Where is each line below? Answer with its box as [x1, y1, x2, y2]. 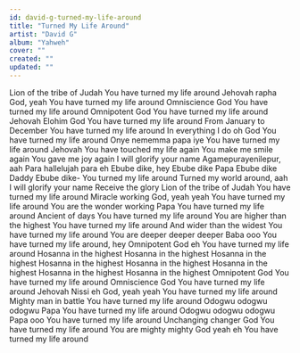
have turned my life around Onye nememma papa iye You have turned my [9, 135, 280, 145]
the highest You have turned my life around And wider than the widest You [9, 219, 283, 230]
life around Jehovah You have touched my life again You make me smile [9, 144, 274, 154]
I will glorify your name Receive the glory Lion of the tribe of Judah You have [9, 182, 291, 193]
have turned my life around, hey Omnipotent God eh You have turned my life [9, 238, 290, 250]
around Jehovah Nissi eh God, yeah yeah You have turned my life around [9, 286, 279, 297]
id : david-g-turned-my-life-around [9, 12, 142, 22]
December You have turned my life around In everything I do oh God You [9, 125, 277, 135]
